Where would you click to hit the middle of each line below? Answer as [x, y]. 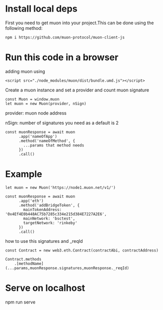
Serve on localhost [45, 288]
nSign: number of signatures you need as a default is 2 [62, 123]
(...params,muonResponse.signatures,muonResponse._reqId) [67, 268]
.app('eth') [31, 201]
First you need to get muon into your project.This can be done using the [80, 23]
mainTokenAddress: [43, 210]
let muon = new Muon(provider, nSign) [46, 104]
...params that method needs [54, 145]
